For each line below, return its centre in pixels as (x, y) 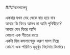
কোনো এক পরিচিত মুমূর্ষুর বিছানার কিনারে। (36, 47)
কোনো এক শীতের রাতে (22, 35)
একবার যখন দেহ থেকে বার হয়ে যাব (30, 18)
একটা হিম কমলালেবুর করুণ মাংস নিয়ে (32, 41)
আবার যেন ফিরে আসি (20, 29)
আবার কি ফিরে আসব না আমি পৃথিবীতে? (34, 23)
